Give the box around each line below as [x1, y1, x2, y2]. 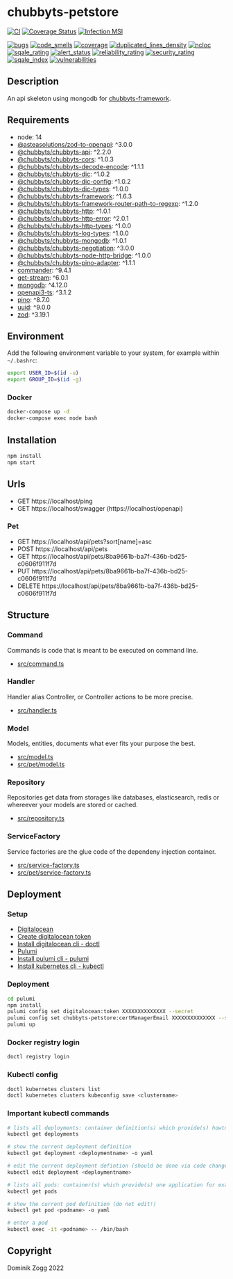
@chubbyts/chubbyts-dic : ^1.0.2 [17, 170, 110, 178]
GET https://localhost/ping [17, 497, 93, 505]
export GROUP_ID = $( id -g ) [7, 376, 82, 383]
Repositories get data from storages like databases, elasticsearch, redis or [7, 793, 220, 802]
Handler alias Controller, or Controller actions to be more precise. [7, 692, 193, 701]
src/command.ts [17, 659, 64, 668]
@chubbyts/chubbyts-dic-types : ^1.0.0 [17, 184, 129, 193]
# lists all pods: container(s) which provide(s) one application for [7, 1181, 216, 1189]
